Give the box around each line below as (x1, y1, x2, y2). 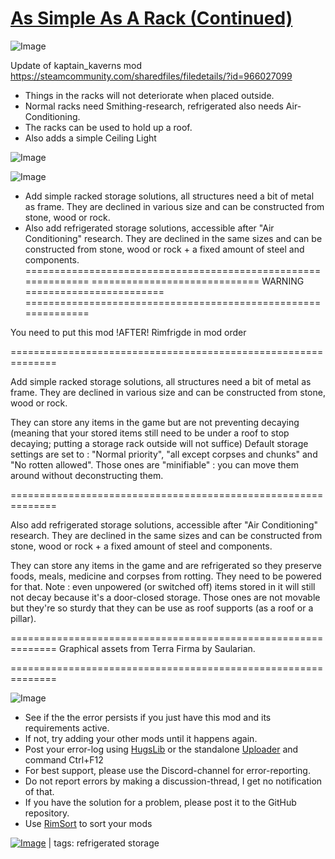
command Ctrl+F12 (24, 753, 104, 766)
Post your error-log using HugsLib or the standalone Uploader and (24, 743, 299, 755)
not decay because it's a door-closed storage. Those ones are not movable (10, 591, 321, 603)
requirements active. (24, 722, 110, 734)
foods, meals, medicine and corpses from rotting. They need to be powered (10, 570, 322, 582)
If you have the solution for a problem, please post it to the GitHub (24, 796, 297, 808)
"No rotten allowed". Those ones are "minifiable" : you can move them (10, 458, 300, 471)
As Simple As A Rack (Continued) (10, 7, 293, 30)
